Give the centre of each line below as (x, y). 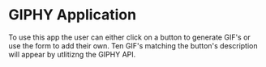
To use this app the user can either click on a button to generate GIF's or (130, 37)
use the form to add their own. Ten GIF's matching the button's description (133, 45)
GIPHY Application (72, 15)
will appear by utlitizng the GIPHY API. (72, 54)
